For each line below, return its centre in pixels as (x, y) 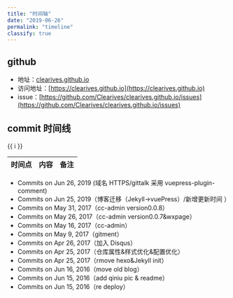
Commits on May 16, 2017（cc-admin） (74, 225)
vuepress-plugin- (190, 182)
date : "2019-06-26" (36, 20)
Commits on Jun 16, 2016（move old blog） (80, 269)
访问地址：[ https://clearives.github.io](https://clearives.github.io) (111, 88)
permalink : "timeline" (40, 27)
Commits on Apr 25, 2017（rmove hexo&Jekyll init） (92, 260)
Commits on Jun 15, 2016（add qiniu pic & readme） (93, 278)
